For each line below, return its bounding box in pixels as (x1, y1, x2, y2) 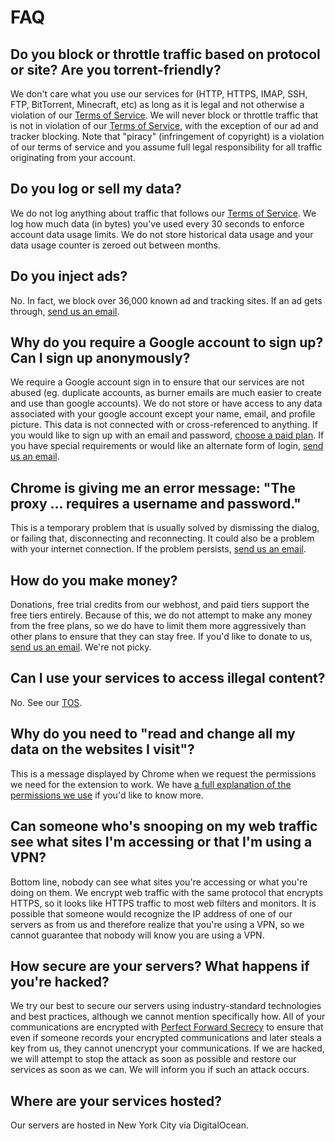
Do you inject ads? (10, 268, 128, 285)
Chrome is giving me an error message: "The (10, 479, 297, 496)
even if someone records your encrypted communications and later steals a (10, 1032, 322, 1044)
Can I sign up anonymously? (10, 350, 191, 367)
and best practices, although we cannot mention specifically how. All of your (10, 1011, 326, 1023)
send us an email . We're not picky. (10, 641, 152, 653)
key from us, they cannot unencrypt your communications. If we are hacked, (10, 1042, 325, 1055)
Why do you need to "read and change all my (10, 726, 296, 743)
